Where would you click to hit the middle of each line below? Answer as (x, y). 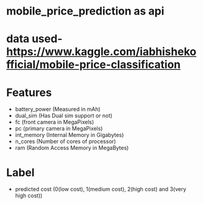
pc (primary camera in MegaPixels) (59, 129)
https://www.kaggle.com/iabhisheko (101, 52)
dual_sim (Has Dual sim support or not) (64, 116)
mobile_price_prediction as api (85, 11)
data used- (34, 39)
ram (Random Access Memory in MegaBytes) (72, 148)
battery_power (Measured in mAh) (58, 109)
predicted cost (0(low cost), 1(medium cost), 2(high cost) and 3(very (101, 189)
